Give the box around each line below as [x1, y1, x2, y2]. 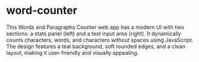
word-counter [6, 4, 78, 17]
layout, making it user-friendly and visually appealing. [6, 49, 139, 56]
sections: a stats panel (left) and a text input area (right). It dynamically [6, 29, 182, 37]
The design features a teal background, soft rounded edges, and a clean [6, 43, 186, 50]
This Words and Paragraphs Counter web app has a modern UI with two [6, 23, 185, 31]
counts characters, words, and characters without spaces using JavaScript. [6, 36, 194, 43]
